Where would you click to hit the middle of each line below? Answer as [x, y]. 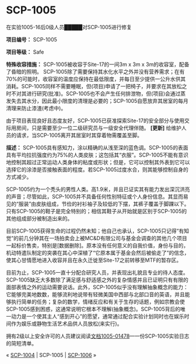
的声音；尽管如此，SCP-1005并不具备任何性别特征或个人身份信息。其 [90, 196]
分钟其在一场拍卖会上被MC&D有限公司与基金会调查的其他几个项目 [108, 238]
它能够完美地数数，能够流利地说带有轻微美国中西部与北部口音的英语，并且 [95, 294]
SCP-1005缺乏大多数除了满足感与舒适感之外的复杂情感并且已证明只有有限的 [97, 280]
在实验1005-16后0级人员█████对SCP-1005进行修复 [69, 27]
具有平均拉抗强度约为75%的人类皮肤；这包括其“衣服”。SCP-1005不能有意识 [97, 155]
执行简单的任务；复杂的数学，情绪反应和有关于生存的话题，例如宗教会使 [98, 301]
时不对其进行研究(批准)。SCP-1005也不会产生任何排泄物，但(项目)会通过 [93, 93]
